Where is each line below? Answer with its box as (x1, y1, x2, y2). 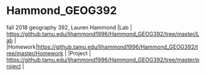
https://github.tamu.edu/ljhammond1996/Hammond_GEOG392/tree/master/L (6, 30, 200, 37)
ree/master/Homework (6, 49, 64, 57)
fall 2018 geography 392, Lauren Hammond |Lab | (6, 24, 132, 31)
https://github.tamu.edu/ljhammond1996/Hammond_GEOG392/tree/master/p (6, 56, 200, 63)
